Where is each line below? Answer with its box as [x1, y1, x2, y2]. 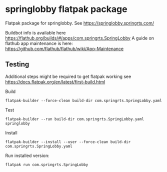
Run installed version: [5, 152, 50, 158]
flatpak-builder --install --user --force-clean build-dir [5, 139, 131, 144]
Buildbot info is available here [5, 29, 66, 35]
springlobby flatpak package [5, 3, 127, 15]
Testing [5, 60, 29, 68]
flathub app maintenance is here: [5, 40, 73, 46]
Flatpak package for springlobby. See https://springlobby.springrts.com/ [5, 20, 154, 26]
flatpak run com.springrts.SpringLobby [5, 162, 88, 167]
